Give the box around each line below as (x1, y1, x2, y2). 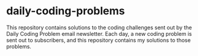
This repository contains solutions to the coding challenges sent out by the (6, 24, 192, 31)
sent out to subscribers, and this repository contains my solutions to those (6, 36, 191, 43)
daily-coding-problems (6, 4, 126, 18)
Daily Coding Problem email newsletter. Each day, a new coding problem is (6, 30, 192, 37)
